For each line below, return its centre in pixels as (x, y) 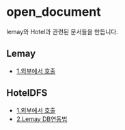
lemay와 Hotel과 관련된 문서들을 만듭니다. (62, 31)
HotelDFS (27, 93)
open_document (54, 12)
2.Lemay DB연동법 (42, 119)
